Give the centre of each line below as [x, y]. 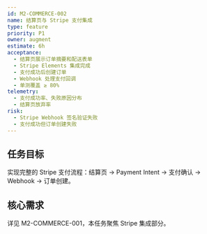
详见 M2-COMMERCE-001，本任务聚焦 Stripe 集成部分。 [89, 224]
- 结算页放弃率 [32, 105]
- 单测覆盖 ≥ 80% [37, 85]
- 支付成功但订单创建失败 [45, 124]
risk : [15, 111]
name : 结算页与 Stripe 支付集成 [50, 20]
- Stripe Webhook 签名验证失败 [56, 117]
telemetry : [23, 92]
